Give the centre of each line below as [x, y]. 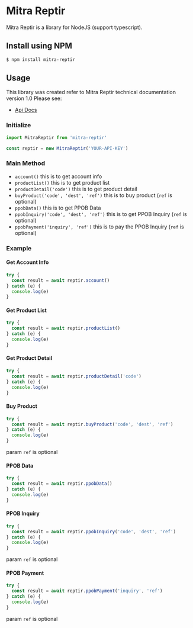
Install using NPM [39, 46]
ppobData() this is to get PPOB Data [58, 208]
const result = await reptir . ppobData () [62, 484]
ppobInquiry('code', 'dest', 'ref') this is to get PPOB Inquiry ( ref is [101, 214]
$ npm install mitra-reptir [41, 59]
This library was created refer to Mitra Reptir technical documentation [91, 92]
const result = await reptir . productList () [66, 329]
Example [19, 248]
